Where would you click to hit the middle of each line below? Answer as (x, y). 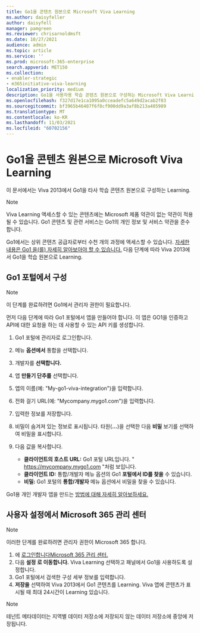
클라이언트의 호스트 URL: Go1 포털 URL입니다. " (79, 459)
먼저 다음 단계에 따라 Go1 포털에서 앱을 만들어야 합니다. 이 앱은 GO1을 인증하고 (97, 317)
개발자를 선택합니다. (38, 362)
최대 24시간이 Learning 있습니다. (71, 592)
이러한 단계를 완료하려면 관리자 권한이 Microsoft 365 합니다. (76, 542)
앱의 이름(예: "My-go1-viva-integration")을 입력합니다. (79, 388)
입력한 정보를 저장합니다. (43, 413)
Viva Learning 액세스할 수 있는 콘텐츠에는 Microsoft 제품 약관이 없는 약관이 (94, 214)
